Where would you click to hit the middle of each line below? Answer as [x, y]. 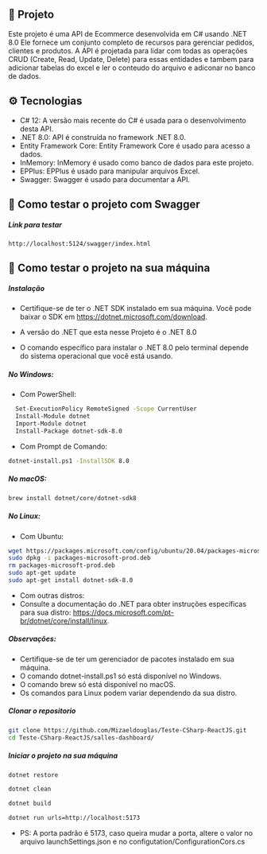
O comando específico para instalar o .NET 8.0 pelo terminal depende [134, 347]
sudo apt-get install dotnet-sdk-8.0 [71, 580]
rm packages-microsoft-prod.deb [62, 565]
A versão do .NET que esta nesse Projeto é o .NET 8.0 [108, 332]
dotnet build [30, 804]
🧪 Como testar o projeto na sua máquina [109, 268]
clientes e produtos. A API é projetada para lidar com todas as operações [128, 50]
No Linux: [25, 516]
